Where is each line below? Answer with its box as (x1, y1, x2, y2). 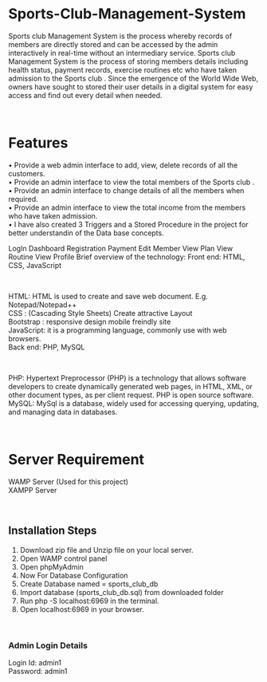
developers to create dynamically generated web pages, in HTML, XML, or (8, 381, 253, 391)
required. (8, 194, 38, 203)
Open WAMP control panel (19, 554, 108, 563)
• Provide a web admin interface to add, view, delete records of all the (8, 160, 238, 170)
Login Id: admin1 (8, 657, 62, 667)
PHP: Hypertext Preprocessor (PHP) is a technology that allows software (8, 373, 247, 383)
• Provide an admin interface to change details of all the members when (8, 185, 245, 195)
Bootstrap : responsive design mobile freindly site (8, 317, 171, 326)
